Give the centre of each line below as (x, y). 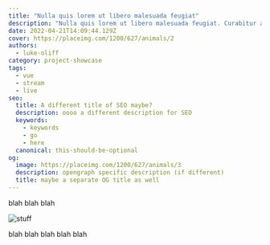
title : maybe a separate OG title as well (88, 180)
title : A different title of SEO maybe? (84, 105)
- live (27, 90)
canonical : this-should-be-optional (77, 150)
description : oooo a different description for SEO (104, 113)
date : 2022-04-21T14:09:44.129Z (62, 31)
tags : (17, 68)
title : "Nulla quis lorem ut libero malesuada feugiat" (104, 16)
